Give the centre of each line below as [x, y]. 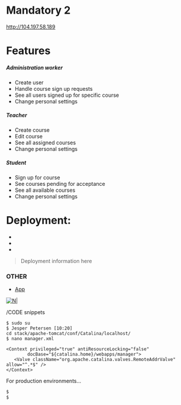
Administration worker [35, 67]
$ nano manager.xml [30, 339]
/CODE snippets [26, 312]
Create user [29, 83]
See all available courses [45, 190]
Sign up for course [37, 178]
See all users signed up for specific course [67, 95]
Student [16, 162]
